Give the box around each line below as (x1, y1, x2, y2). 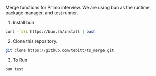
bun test (5, 66, 24, 72)
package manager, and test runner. (5, 10, 78, 16)
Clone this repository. (12, 38, 58, 44)
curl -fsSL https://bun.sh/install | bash (5, 29, 96, 34)
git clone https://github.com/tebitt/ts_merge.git (5, 48, 114, 53)
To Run (12, 57, 28, 63)
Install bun (12, 20, 34, 25)
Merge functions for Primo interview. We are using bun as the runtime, (5, 5, 151, 10)
